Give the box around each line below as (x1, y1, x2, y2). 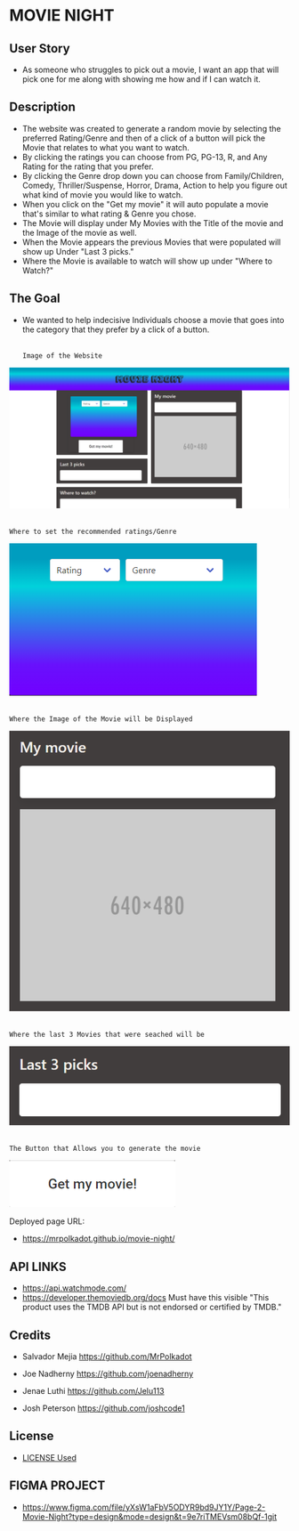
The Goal (9, 291, 61, 306)
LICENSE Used (21, 1452, 77, 1462)
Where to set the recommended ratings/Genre (9, 527, 177, 537)
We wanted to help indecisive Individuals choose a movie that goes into (21, 314, 285, 325)
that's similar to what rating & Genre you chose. (21, 208, 197, 219)
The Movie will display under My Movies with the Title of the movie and (21, 217, 284, 228)
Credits (9, 1327, 52, 1342)
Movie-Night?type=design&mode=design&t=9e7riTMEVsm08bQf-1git (21, 1511, 278, 1522)
